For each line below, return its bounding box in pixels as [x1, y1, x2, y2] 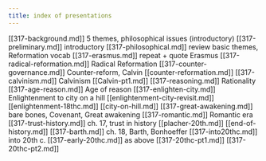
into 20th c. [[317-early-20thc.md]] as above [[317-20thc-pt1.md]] [8, 135, 225, 144]
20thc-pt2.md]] [8, 143, 60, 153]
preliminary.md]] [8, 41, 63, 52]
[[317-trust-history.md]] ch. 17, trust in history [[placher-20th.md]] [8, 118, 225, 128]
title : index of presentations [8, 11, 112, 20]
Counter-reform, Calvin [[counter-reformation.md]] [66, 67, 234, 77]
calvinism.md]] [8, 76, 57, 85]
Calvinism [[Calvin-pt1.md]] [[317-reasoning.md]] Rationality [58, 76, 256, 85]
